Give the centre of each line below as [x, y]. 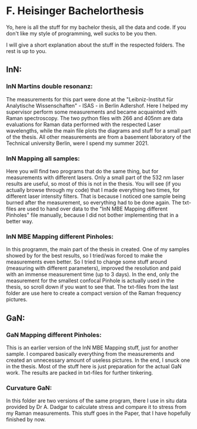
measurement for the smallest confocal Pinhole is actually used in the [90, 280]
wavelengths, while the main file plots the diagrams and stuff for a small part [98, 130]
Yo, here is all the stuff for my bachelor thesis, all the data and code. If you [96, 27]
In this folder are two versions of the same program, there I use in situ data [96, 401]
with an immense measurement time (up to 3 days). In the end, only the [93, 275]
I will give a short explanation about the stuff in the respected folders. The [96, 45]
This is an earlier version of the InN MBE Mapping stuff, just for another [92, 347]
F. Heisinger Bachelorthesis [75, 11]
